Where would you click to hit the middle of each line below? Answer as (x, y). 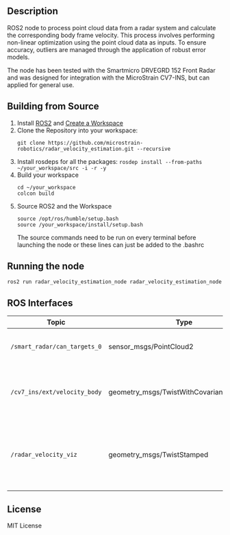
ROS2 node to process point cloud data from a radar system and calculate (112, 27)
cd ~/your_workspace (46, 187)
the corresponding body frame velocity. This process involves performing (111, 35)
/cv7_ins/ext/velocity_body (56, 392)
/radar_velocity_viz (44, 455)
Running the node (46, 266)
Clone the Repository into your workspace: (77, 130)
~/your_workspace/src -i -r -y (62, 168)
